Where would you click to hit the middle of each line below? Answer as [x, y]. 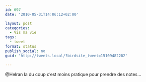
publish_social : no [25, 51]
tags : [11, 37]
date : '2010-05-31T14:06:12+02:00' [42, 14]
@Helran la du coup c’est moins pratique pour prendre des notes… [73, 74]
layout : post [19, 23]
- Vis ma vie [23, 33]
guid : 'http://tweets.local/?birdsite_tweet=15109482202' [66, 56]
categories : [17, 28]
